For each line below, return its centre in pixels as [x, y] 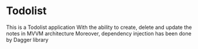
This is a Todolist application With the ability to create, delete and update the [99, 27]
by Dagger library [27, 40]
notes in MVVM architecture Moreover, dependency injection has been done [99, 33]
